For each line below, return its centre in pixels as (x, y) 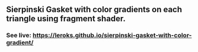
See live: (19, 36)
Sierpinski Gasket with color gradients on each (94, 10)
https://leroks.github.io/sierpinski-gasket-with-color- (112, 36)
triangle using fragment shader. (66, 19)
